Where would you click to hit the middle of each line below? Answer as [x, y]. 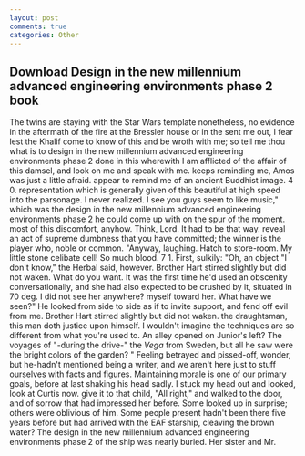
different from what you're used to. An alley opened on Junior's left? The [146, 336]
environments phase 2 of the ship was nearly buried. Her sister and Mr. [143, 442]
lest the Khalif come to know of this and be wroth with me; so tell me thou [147, 141]
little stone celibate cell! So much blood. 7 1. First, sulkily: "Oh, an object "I [148, 258]
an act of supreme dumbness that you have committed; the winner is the [146, 239]
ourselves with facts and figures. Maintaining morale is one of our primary [148, 374]
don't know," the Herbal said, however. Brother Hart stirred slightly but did [148, 268]
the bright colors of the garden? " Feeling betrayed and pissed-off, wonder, [150, 355]
